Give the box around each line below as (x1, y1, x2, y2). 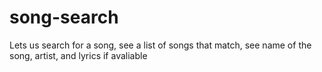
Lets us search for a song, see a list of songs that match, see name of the (9, 39, 312, 51)
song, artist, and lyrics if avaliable (9, 49, 148, 61)
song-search (9, 6, 119, 29)
